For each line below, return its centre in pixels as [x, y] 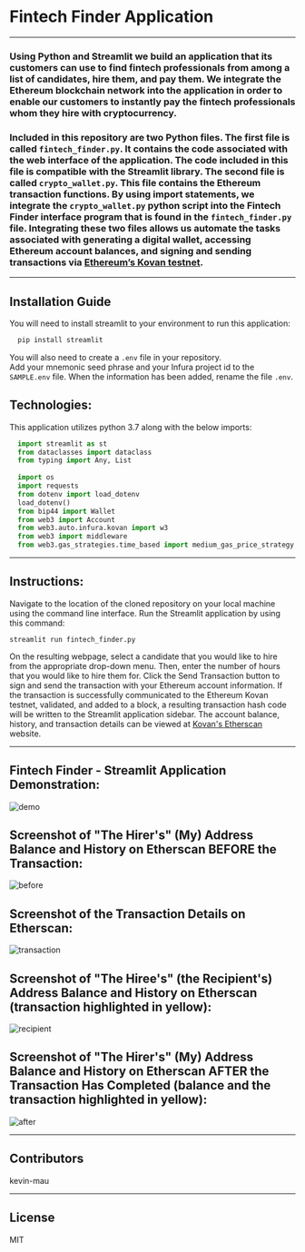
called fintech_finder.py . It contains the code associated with [149, 149]
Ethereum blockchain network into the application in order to [146, 90]
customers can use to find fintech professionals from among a [150, 67]
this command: [37, 623]
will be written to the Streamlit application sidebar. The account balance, [144, 714]
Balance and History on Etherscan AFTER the [139, 1072]
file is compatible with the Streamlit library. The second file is [147, 172]
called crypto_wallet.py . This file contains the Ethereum [135, 182]
